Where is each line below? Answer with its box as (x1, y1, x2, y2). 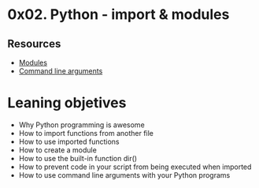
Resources (7, 37, 61, 51)
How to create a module (18, 145, 98, 155)
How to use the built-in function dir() (18, 153, 138, 163)
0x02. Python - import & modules (7, 6, 230, 24)
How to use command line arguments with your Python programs (18, 170, 231, 179)
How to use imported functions (18, 137, 120, 146)
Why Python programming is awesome (18, 120, 145, 130)
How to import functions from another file (18, 128, 154, 137)
